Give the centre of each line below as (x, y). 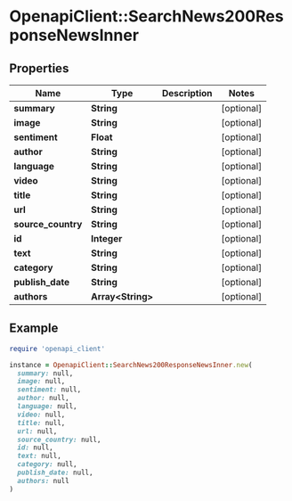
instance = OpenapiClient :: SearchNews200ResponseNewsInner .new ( (131, 365)
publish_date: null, (55, 473)
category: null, (47, 464)
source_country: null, (59, 439)
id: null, (35, 448)
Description (187, 93)
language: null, (47, 407)
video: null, (41, 415)
